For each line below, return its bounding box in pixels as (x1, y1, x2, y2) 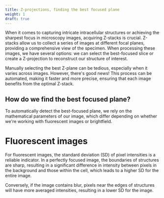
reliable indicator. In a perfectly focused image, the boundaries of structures (5, 157, 159, 163)
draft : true (5, 16, 29, 21)
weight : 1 (5, 12, 26, 17)
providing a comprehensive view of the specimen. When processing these (5, 45, 156, 51)
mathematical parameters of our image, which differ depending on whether (5, 113, 157, 119)
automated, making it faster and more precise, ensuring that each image (5, 75, 151, 81)
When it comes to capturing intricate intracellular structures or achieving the (5, 30, 160, 36)
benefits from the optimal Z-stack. (5, 81, 74, 87)
